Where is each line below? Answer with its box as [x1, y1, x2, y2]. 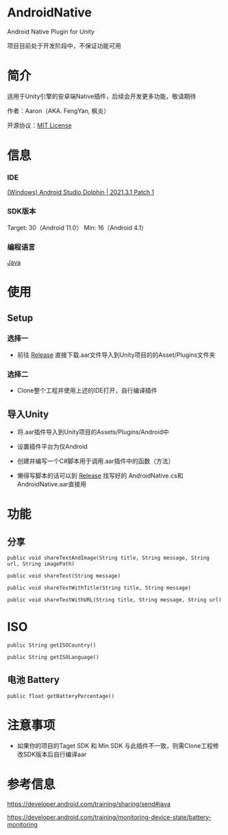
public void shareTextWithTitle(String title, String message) [7, 584, 192, 591]
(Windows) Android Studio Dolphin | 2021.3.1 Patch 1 [7, 188, 155, 197]
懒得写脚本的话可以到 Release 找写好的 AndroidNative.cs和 [16, 471, 183, 479]
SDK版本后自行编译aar [23, 750, 87, 758]
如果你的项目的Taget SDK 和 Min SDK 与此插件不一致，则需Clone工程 [16, 741, 214, 749]
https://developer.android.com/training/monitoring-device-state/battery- [7, 813, 212, 821]
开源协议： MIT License [7, 121, 72, 129]
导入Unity [7, 408, 49, 420]
